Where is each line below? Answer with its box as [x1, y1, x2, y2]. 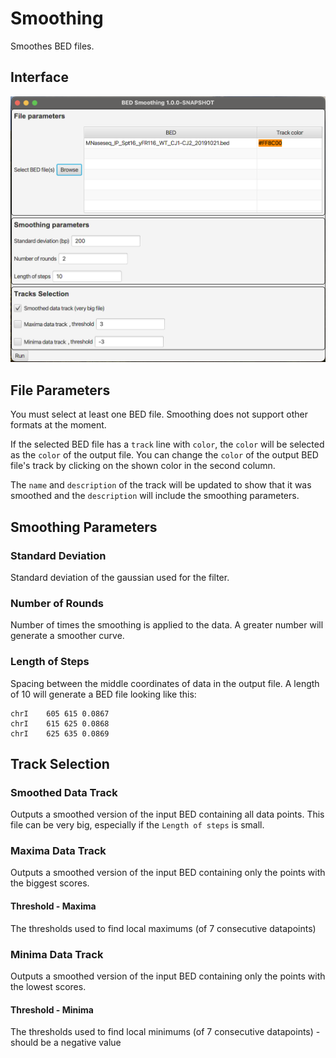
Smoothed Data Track [10, 785, 118, 799]
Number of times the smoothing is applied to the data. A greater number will [10, 619, 324, 631]
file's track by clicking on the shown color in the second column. [10, 460, 276, 472]
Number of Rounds [10, 596, 105, 610]
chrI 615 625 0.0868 [10, 718, 110, 729]
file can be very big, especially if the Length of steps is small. [10, 819, 265, 831]
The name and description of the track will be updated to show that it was [10, 479, 312, 491]
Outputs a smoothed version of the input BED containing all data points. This [10, 808, 325, 821]
